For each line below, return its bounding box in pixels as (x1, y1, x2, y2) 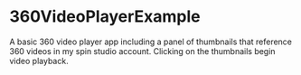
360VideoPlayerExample (9, 6, 201, 27)
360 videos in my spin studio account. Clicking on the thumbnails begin (9, 45, 276, 56)
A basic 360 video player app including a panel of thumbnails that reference (9, 36, 292, 47)
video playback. (9, 55, 70, 66)
